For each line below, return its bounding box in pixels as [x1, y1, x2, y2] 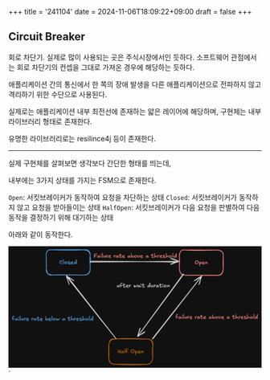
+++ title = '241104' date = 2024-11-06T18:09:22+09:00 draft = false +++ [8, 7, 252, 16]
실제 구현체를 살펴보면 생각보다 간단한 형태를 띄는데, [8, 158, 171, 168]
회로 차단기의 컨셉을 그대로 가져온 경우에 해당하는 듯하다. [16, 62, 195, 72]
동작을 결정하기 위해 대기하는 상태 [8, 212, 114, 222]
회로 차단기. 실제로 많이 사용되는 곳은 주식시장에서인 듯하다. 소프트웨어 [8, 52, 229, 62]
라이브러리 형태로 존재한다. [8, 116, 92, 126]
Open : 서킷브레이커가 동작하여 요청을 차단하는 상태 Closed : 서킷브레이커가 [8, 192, 237, 202]
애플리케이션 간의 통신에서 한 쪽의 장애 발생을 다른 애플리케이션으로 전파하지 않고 [8, 80, 262, 89]
